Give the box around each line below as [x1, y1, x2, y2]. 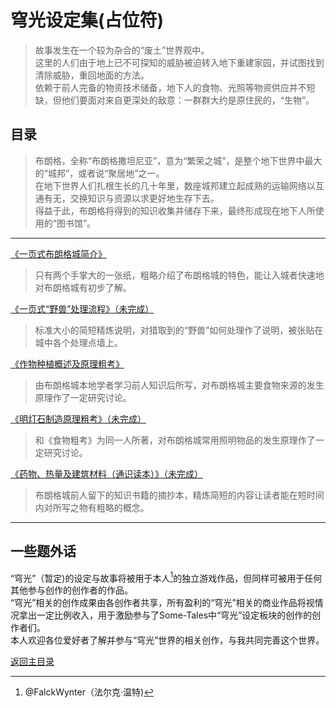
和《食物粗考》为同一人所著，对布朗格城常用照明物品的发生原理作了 [34, 434, 316, 446]
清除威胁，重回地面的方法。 [34, 69, 150, 81]
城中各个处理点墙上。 [34, 336, 123, 348]
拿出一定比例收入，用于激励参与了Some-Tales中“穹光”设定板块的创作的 [18, 609, 313, 621]
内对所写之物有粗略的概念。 [34, 501, 150, 513]
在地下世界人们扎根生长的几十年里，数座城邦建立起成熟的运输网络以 [34, 179, 316, 191]
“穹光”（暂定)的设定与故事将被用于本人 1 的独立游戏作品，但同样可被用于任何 [10, 570, 323, 584]
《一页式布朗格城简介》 [10, 247, 107, 260]
